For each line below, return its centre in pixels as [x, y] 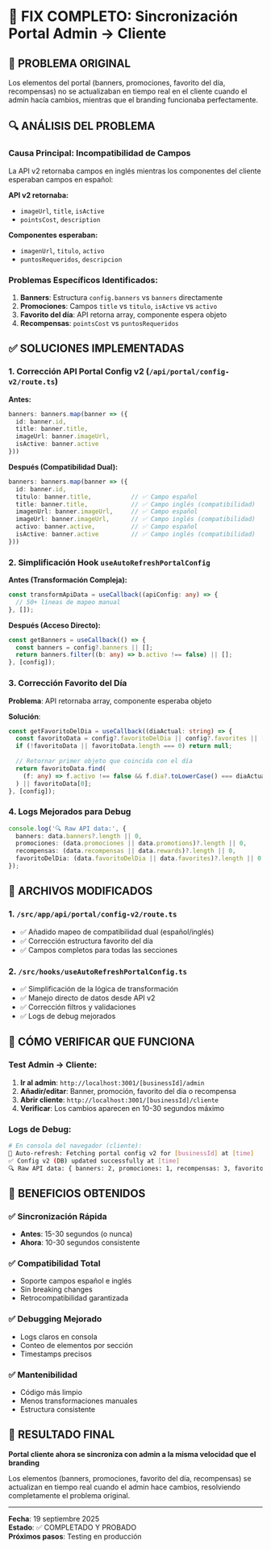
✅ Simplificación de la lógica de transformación [99, 988]
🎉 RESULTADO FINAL [62, 1435]
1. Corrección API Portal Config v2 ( [79, 372]
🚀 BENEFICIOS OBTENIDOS [77, 1193]
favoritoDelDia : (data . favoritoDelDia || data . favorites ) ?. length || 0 [139, 858]
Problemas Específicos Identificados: [83, 280]
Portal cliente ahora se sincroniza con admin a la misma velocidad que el [132, 1454]
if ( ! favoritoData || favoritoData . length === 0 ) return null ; [124, 746]
